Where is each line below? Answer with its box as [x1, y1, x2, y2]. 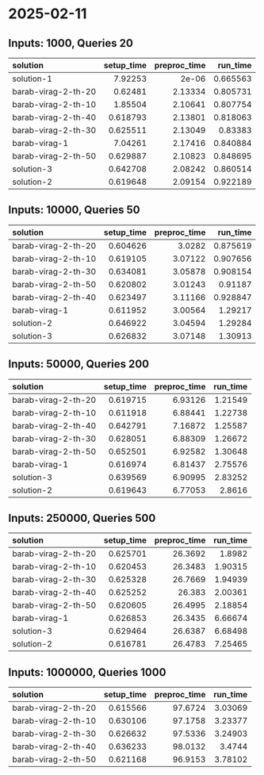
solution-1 [12, 73, 53, 84]
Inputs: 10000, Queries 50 [8, 203, 140, 217]
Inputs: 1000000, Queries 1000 [8, 666, 166, 679]
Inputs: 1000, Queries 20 [8, 36, 133, 50]
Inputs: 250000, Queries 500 [8, 512, 156, 525]
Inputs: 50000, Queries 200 [8, 358, 150, 371]
